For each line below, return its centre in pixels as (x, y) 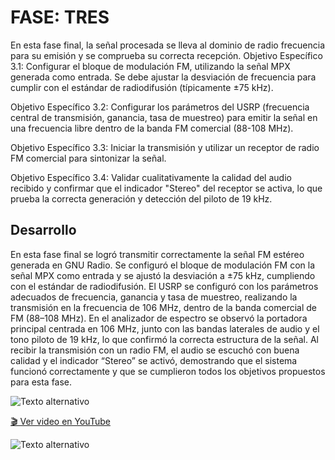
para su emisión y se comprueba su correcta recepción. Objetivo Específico (166, 55)
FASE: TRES (60, 17)
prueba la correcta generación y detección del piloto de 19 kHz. (141, 198)
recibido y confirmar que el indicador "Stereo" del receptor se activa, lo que (166, 188)
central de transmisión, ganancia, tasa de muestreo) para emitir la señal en (164, 117)
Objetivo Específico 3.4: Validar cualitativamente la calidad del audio (151, 177)
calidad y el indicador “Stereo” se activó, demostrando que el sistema (154, 360)
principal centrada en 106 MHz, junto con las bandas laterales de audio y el (165, 328)
